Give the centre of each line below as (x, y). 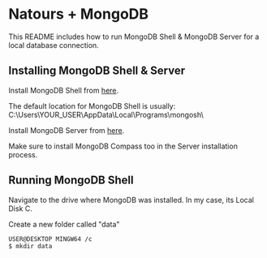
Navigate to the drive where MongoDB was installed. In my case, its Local (131, 200)
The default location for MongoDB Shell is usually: (92, 105)
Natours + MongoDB (78, 14)
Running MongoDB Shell (71, 181)
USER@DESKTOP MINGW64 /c (50, 239)
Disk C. (20, 209)
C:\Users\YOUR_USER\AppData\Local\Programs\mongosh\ (106, 114)
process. (23, 154)
